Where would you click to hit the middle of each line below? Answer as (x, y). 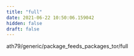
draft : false (23, 29)
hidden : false (24, 23)
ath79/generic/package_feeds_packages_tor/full (67, 46)
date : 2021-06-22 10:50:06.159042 (50, 18)
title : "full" (24, 12)
